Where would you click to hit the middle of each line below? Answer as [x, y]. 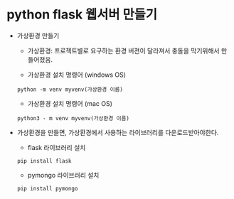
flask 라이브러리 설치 [57, 147]
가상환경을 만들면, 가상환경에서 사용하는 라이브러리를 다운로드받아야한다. [118, 132]
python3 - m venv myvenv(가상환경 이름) [73, 118]
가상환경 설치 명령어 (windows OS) [76, 75]
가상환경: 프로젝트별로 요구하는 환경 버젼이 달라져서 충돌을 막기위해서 [123, 50]
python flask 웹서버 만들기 [82, 15]
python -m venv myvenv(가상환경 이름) [70, 90]
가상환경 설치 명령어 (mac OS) [70, 103]
